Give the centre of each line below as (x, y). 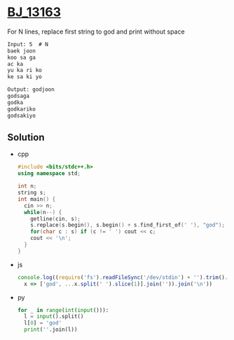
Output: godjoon (31, 90)
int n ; (27, 186)
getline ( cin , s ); (56, 219)
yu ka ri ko (25, 71)
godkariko (22, 109)
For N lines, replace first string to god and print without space (96, 31)
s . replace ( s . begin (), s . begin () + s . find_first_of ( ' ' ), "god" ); (128, 225)
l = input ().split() (54, 317)
